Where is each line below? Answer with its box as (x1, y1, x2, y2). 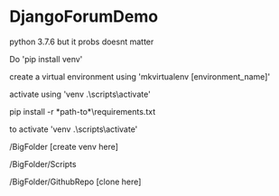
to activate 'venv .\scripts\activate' (9, 124, 138, 135)
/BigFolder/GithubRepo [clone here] (9, 176, 142, 187)
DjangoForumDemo (9, 6, 159, 27)
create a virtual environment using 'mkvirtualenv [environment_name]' (9, 70, 271, 82)
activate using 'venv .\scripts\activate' (9, 89, 151, 99)
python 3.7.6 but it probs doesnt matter (9, 36, 154, 47)
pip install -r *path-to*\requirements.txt (9, 106, 156, 117)
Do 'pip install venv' (9, 53, 83, 64)
